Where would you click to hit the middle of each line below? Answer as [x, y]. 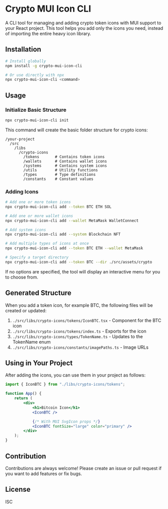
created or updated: [26, 310]
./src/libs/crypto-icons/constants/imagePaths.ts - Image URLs [80, 347]
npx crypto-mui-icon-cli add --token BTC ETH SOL [59, 207]
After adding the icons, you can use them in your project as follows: [75, 375]
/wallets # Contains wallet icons [65, 161]
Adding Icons [22, 192]
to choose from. [22, 277]
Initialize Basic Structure [36, 110]
